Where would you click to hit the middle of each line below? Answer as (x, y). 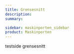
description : (18, 14)
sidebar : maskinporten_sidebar (37, 27)
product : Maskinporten (28, 32)
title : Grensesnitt (25, 10)
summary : (14, 19)
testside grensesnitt (25, 46)
